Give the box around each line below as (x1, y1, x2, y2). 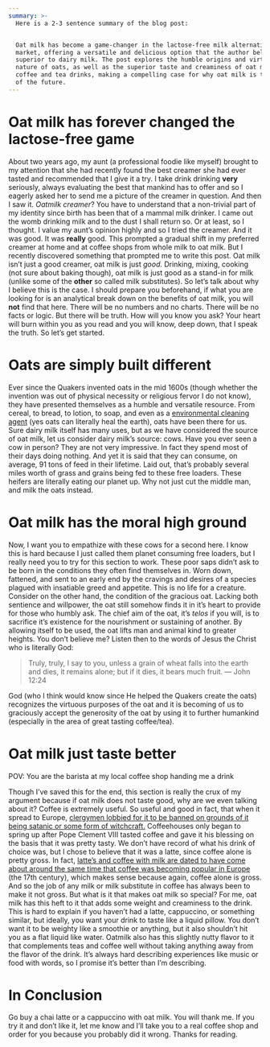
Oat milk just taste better (8, 744, 177, 763)
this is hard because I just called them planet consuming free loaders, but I (8, 548, 256, 558)
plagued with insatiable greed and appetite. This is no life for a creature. (8, 583, 247, 592)
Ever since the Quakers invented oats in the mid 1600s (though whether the (8, 382, 258, 392)
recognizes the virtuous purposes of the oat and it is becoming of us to (8, 699, 243, 709)
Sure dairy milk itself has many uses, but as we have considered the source (8, 425, 259, 435)
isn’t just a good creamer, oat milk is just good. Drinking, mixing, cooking (8, 259, 249, 269)
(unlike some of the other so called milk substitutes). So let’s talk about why (8, 276, 260, 286)
